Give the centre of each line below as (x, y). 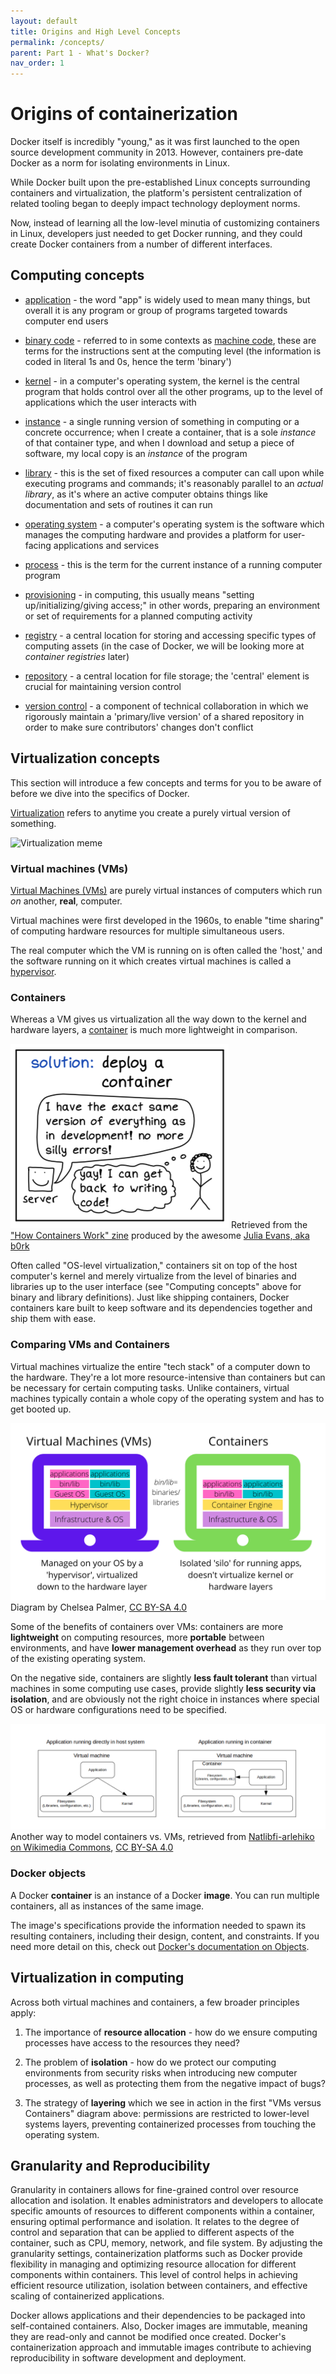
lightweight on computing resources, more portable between (137, 1637)
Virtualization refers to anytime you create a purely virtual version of (150, 812)
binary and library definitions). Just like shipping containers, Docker (150, 1297)
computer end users (66, 321)
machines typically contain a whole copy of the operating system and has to (167, 1398)
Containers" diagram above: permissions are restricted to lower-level (167, 2113)
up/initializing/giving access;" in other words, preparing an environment (172, 605)
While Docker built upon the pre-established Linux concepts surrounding (160, 182)
